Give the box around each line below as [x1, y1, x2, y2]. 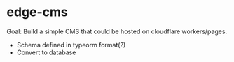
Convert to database [16, 48, 76, 56]
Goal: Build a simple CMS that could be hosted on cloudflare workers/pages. [6, 27, 228, 36]
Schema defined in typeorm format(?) [16, 40, 126, 49]
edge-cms [6, 4, 68, 20]
